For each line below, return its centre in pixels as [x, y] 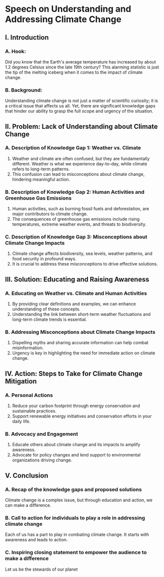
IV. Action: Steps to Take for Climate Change [74, 374]
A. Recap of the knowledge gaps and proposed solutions [73, 489]
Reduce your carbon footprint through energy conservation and [76, 406]
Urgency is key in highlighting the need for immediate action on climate [83, 353]
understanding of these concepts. [46, 309]
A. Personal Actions [29, 395]
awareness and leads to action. [36, 540]
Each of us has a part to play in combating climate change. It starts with [77, 535]
